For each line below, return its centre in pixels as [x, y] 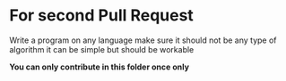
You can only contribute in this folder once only [100, 67]
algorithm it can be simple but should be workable [102, 49]
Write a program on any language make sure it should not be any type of [143, 40]
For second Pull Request [102, 16]
